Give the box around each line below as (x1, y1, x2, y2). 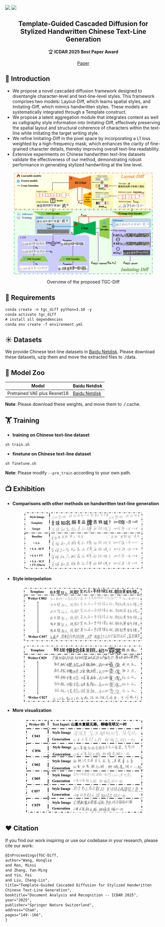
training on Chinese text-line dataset (12, 432, 90, 438)
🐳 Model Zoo (5, 368, 45, 377)
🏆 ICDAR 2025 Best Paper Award (48, 49, 119, 55)
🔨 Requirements (5, 293, 55, 302)
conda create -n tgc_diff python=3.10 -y (5, 307, 92, 312)
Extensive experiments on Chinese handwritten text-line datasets (12, 151, 146, 157)
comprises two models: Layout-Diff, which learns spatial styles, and (12, 98, 151, 104)
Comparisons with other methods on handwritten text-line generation (12, 500, 160, 506)
